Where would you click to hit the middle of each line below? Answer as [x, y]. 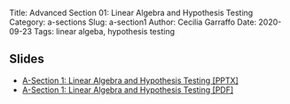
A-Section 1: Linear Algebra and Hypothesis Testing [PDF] [128, 89]
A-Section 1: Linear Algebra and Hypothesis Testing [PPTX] [130, 80]
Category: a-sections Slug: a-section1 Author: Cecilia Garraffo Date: [133, 22]
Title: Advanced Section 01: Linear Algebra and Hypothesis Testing [131, 13]
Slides [27, 59]
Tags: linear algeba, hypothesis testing [105, 31]
